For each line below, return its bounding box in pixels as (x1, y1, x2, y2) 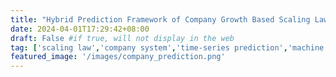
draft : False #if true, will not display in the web (10, 33, 235, 43)
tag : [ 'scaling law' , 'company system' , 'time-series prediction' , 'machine (10, 42, 325, 53)
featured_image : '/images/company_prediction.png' (10, 52, 226, 62)
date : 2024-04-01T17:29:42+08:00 (10, 24, 150, 34)
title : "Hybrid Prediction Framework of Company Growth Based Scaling (10, 14, 311, 25)
